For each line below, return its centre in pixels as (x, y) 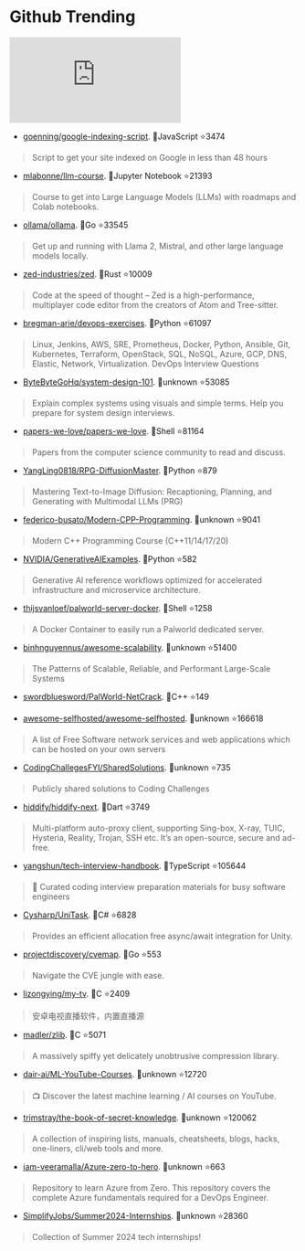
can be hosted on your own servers (99, 749)
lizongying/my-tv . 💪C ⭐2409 (76, 993)
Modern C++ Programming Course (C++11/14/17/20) (130, 540)
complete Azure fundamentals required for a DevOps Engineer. (150, 1197)
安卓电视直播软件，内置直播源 (88, 1015)
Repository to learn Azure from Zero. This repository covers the (151, 1187)
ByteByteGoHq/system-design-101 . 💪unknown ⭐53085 (126, 382)
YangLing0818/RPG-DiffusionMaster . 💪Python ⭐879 (120, 470)
